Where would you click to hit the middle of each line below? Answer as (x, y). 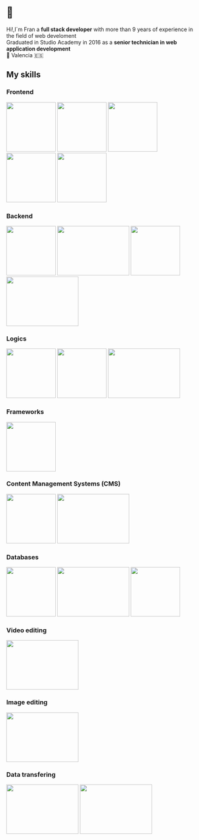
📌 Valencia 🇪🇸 (25, 55)
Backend (20, 216)
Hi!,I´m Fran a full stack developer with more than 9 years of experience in (100, 29)
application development (39, 49)
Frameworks (25, 412)
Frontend (20, 92)
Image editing (27, 702)
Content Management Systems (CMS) (63, 484)
